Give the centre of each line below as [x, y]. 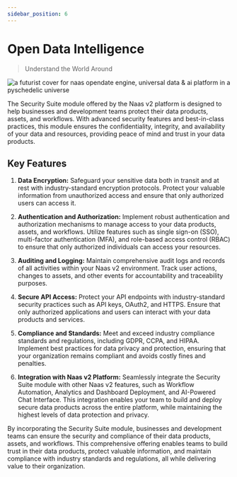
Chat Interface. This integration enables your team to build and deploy [120, 400]
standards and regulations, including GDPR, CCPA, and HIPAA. [109, 341]
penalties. [32, 364]
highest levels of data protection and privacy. [83, 415]
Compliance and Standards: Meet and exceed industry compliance [116, 333]
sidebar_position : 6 [38, 14]
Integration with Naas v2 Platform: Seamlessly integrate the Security [119, 377]
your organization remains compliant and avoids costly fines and [112, 356]
